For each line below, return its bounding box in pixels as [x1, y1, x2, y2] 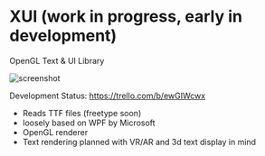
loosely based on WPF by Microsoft [22, 117, 156, 128]
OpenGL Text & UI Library [9, 55, 105, 66]
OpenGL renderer [22, 126, 89, 137]
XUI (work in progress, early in [9, 6, 242, 27]
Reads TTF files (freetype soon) [22, 107, 142, 118]
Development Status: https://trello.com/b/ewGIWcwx [9, 90, 206, 101]
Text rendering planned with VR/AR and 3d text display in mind [22, 136, 256, 147]
